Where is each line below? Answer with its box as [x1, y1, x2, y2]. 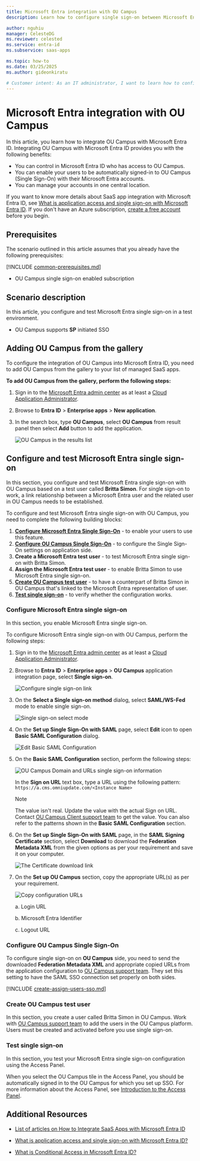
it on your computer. [14, 850, 65, 857]
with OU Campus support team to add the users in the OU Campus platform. [6, 1020, 193, 1027]
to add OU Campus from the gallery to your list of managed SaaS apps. [6, 365, 180, 372]
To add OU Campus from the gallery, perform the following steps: [6, 377, 171, 384]
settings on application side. [23, 546, 93, 554]
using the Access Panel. [6, 1061, 65, 1068]
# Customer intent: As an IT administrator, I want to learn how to [6, 80, 180, 86]
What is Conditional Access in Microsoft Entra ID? [14, 1148, 137, 1156]
